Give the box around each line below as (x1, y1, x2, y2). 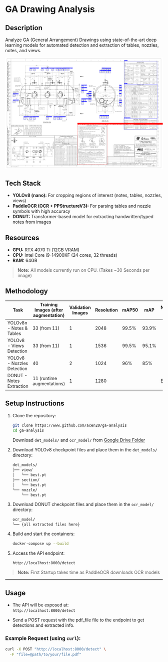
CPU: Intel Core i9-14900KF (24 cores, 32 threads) (12, 252, 117, 258)
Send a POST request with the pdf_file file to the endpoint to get (12, 617, 144, 623)
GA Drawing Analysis (5, 4, 95, 15)
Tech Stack (5, 179, 41, 188)
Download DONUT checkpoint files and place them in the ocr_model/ (12, 502, 154, 508)
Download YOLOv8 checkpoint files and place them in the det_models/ (12, 447, 157, 453)
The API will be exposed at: (12, 602, 69, 608)
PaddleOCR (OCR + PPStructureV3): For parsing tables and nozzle (12, 203, 151, 209)
